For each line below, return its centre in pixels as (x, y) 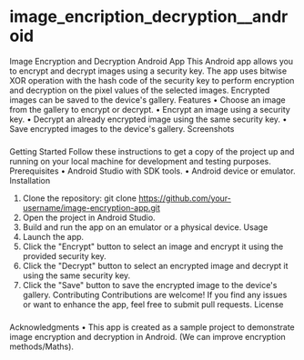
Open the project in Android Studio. (89, 217)
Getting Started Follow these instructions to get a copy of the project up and (152, 151)
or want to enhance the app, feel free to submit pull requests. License (153, 304)
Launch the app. (53, 236)
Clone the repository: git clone (79, 198)
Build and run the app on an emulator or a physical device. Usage (145, 227)
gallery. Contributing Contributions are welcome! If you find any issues (155, 295)
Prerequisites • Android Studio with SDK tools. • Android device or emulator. (152, 171)
